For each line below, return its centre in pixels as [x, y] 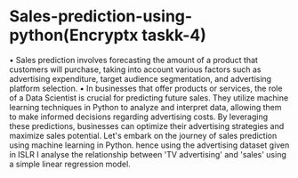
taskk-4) [174, 35]
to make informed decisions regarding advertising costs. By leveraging [139, 117]
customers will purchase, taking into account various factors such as [135, 69]
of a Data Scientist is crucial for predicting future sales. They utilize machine [149, 97]
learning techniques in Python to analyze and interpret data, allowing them [145, 107]
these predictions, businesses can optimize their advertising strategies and [147, 125]
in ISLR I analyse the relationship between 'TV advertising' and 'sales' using [148, 154]
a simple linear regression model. [70, 164]
